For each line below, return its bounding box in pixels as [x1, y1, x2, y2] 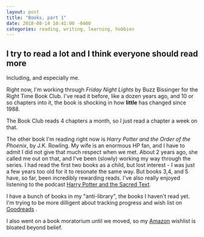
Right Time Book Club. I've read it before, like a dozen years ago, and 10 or [6, 93, 194, 100]
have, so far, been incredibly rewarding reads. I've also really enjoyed [6, 174, 181, 182]
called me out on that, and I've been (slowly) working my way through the [6, 155, 191, 162]
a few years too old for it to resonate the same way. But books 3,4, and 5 [6, 168, 189, 175]
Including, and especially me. [6, 74, 80, 82]
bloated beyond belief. [6, 224, 63, 232]
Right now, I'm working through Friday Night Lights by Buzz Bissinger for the [6, 86, 199, 93]
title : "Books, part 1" [6, 15, 67, 21]
